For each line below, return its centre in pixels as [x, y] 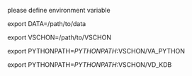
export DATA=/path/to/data [47, 24]
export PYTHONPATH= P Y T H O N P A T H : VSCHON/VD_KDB [90, 65]
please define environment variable [59, 10]
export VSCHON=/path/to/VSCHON [60, 37]
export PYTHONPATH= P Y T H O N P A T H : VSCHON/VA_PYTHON [96, 51]
